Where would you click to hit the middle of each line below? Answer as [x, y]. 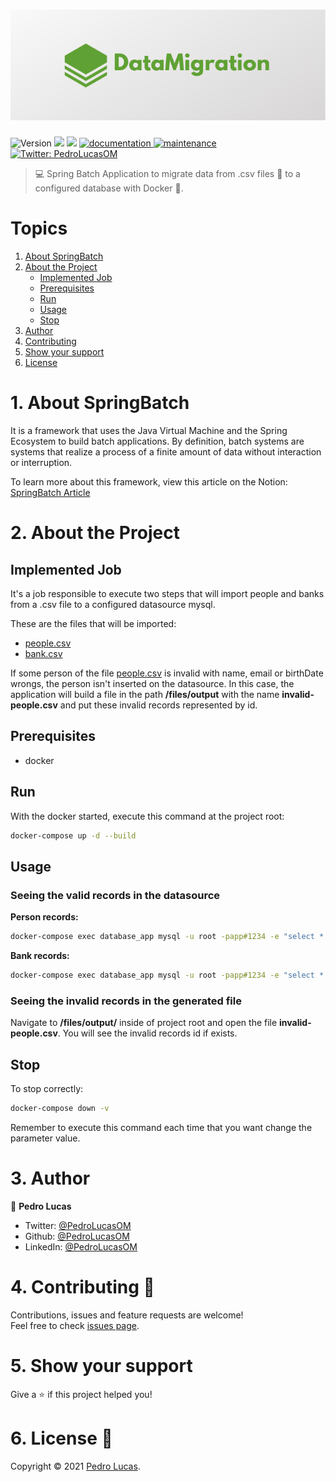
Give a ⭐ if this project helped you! [81, 1394]
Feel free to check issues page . [75, 1325]
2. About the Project [95, 533]
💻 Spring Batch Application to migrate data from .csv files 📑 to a [167, 174]
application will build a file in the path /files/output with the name [145, 694]
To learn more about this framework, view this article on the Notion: [149, 481]
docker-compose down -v [60, 1108]
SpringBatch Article [50, 492]
